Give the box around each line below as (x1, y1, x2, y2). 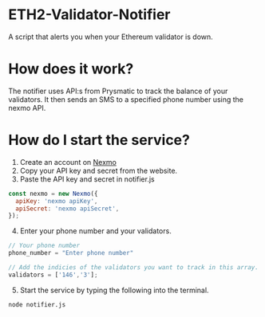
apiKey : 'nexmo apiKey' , (15, 197, 98, 205)
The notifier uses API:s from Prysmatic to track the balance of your (8, 86, 228, 96)
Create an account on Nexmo (19, 157, 117, 166)
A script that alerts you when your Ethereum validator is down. (8, 32, 213, 41)
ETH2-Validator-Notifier (8, 6, 171, 24)
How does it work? (8, 60, 134, 78)
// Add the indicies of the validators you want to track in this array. (8, 264, 259, 272)
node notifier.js (8, 300, 66, 308)
